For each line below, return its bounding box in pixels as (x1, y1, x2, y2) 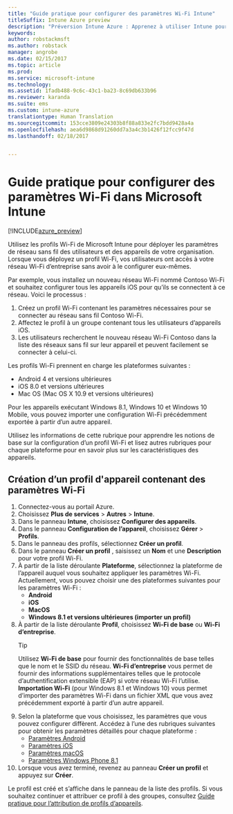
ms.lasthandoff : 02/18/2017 (8, 132, 89, 139)
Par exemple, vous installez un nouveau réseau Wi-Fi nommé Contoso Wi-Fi (8, 276, 225, 284)
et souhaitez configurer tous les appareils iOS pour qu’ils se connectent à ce (8, 283, 225, 292)
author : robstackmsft (8, 36, 71, 43)
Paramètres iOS (28, 742, 73, 750)
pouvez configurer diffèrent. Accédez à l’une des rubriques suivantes (17, 720, 216, 727)
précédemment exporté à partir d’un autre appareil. (17, 699, 165, 707)
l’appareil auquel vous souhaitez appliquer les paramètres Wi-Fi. (17, 569, 201, 577)
